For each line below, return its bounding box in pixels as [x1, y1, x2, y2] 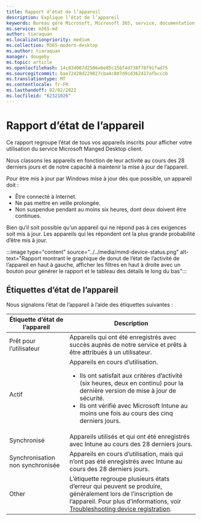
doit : [6, 181, 19, 189]
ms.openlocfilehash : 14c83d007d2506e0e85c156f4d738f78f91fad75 [6, 64, 168, 71]
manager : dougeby [6, 54, 50, 60]
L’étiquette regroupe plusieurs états [69, 474, 170, 482]
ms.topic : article [6, 59, 52, 65]
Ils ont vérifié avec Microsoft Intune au [79, 401, 188, 410]
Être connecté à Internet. [14, 193, 77, 200]
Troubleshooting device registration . [69, 504, 172, 513]
